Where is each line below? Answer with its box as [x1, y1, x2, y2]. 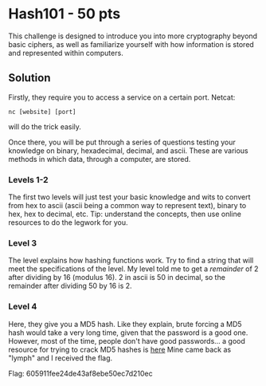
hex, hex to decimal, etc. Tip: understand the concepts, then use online [8, 209, 241, 219]
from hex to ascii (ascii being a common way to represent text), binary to [8, 201, 247, 211]
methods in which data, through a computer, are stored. [8, 154, 191, 163]
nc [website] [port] [8, 108, 77, 116]
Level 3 [8, 237, 37, 248]
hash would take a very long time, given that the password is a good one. [8, 328, 248, 337]
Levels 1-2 [8, 174, 49, 185]
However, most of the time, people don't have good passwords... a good [8, 336, 245, 345]
